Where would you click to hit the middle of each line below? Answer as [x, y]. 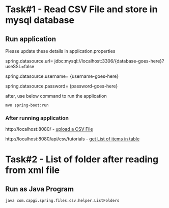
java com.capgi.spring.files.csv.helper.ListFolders [62, 201]
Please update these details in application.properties [60, 51]
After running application [37, 118]
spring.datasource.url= [29, 61]
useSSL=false [20, 66]
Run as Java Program [39, 189]
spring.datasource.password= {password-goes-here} [62, 86]
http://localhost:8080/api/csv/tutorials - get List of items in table [73, 139]
